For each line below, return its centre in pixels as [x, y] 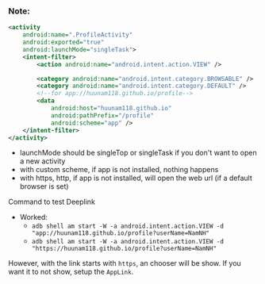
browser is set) [44, 186]
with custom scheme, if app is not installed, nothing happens [119, 170]
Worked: [33, 217]
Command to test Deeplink [52, 202]
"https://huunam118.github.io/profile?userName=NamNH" [124, 249]
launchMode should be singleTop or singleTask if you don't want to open [138, 153]
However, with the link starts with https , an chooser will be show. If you [125, 263]
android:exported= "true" [63, 42]
